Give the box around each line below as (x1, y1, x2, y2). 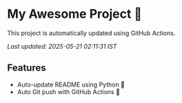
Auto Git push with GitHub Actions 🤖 (17, 87, 121, 95)
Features (7, 62, 46, 74)
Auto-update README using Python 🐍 (17, 80, 125, 89)
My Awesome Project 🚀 (7, 6, 143, 22)
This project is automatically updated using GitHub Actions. (7, 29, 176, 37)
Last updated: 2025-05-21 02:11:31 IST (7, 42, 117, 50)
